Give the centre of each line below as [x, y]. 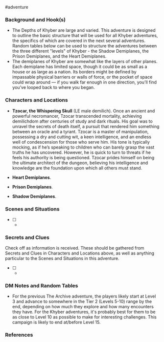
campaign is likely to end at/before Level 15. [56, 322]
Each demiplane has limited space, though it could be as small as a [80, 67]
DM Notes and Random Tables [42, 286]
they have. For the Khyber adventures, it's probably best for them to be [84, 312]
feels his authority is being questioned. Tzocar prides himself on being [83, 157]
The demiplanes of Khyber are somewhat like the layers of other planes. [85, 62]
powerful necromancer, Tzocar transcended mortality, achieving [77, 116]
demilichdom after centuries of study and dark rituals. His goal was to [82, 121]
